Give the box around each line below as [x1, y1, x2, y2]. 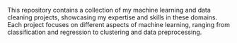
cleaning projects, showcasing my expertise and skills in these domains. [7, 13, 218, 21]
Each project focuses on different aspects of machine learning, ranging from [7, 21, 231, 28]
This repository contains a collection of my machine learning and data [7, 6, 211, 14]
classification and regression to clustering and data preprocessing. [7, 28, 202, 36]
